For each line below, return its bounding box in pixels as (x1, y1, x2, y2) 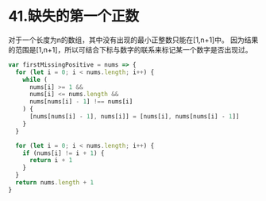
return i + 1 (29, 157, 73, 164)
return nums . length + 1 (15, 179, 94, 187)
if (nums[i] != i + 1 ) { (22, 149, 105, 157)
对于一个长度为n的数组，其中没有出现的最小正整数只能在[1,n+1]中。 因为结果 (8, 35, 259, 44)
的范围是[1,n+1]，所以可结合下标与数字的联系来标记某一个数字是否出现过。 (8, 44, 253, 54)
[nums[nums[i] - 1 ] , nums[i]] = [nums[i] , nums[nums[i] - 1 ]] (29, 113, 240, 121)
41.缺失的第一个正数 (8, 7, 140, 25)
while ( (22, 75, 48, 83)
